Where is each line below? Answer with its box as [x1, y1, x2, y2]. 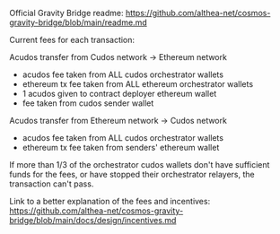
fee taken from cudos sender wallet [22, 98, 154, 108]
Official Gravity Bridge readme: [9, 8, 124, 18]
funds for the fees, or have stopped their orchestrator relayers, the [9, 169, 255, 179]
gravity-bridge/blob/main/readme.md [9, 17, 147, 28]
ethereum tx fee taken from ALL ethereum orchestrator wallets [22, 79, 254, 89]
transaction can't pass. [9, 178, 94, 189]
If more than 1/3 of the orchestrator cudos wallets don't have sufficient [9, 160, 270, 169]
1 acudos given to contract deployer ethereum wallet [22, 89, 217, 99]
